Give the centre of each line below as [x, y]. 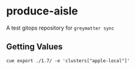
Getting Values [34, 47]
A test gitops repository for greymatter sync [60, 28]
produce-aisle [42, 11]
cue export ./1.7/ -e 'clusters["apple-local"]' [68, 61]
